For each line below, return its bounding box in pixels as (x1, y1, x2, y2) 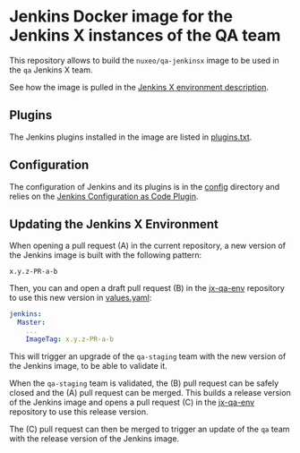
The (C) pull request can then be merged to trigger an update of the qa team (9, 423, 290, 434)
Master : (17, 318, 47, 328)
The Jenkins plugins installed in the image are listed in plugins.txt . (9, 132, 253, 142)
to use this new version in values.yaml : (9, 293, 152, 303)
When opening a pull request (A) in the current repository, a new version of (9, 240, 287, 252)
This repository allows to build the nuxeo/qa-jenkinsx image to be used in (9, 55, 279, 65)
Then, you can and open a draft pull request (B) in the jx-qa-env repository (9, 283, 285, 294)
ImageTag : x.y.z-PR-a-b (25, 335, 115, 344)
